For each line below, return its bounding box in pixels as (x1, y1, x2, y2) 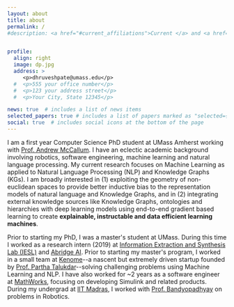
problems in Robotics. (7, 292, 70, 300)
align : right (13, 55, 52, 62)
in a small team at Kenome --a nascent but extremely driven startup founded (7, 255, 225, 263)
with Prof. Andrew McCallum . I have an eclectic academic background (7, 145, 209, 154)
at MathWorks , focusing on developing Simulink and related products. (7, 277, 207, 285)
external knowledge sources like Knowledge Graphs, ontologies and (7, 197, 203, 205)
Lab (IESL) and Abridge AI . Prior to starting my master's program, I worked (7, 248, 221, 256)
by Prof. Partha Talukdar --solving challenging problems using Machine (7, 262, 210, 271)
